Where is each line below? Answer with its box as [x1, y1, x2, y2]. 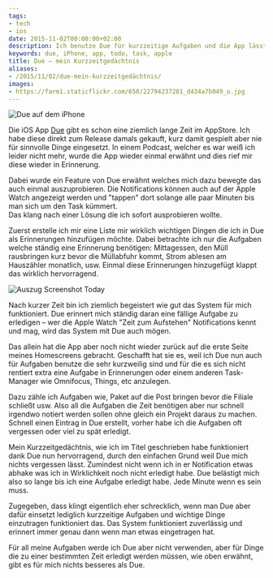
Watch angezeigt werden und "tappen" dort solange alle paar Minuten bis [8, 192, 255, 203]
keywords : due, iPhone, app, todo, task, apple [8, 50, 173, 58]
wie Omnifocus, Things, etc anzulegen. [40, 377, 171, 386]
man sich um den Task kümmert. [8, 201, 118, 211]
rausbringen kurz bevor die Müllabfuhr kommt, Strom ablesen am [8, 252, 227, 261]
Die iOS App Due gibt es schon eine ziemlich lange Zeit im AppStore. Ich [8, 125, 250, 135]
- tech [8, 19, 31, 28]
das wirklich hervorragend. [8, 269, 99, 278]
